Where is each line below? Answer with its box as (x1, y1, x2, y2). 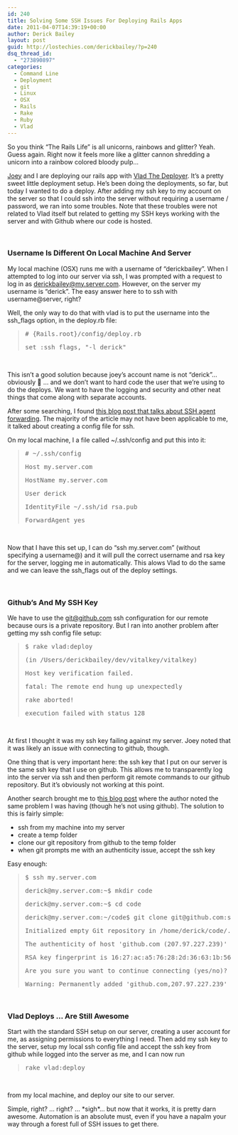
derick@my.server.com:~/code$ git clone (24, 914, 168, 922)
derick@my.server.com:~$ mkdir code (24, 887, 153, 895)
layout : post (7, 37, 46, 44)
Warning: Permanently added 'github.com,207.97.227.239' (24, 980, 227, 988)
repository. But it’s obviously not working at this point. (7, 781, 165, 789)
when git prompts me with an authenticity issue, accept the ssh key (17, 846, 215, 855)
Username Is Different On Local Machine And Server (7, 248, 192, 258)
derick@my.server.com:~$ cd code (24, 900, 142, 908)
